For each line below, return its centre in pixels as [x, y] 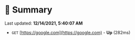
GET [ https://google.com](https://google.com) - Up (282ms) [71, 32]
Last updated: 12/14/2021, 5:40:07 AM [44, 23]
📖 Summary [28, 10]
